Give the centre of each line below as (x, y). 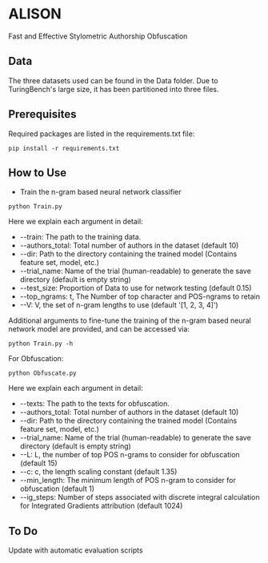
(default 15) (38, 463)
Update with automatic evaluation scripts (76, 550)
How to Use (38, 173)
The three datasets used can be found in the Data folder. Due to (113, 80)
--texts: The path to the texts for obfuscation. (95, 404)
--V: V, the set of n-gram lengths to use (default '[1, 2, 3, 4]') (119, 305)
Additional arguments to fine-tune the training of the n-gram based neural (130, 320)
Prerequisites (42, 114)
